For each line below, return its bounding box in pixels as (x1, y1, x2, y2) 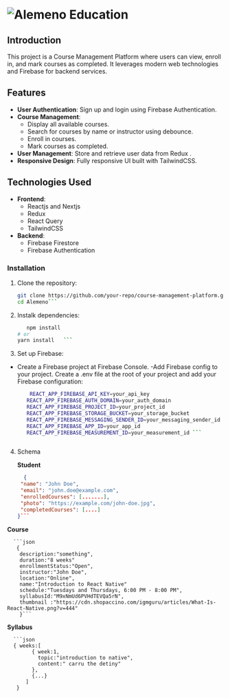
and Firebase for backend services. (7, 67, 108, 75)
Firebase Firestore (27, 238, 79, 247)
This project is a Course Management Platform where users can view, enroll (7, 52, 222, 61)
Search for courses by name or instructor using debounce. (27, 127, 194, 136)
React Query (27, 217, 63, 225)
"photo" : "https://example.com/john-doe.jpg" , (20, 500, 157, 507)
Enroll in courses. (27, 134, 77, 142)
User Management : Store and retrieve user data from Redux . (16, 149, 192, 158)
